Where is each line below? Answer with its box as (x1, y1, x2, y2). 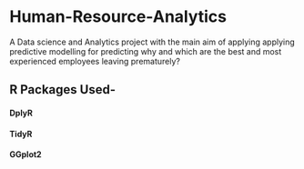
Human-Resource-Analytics (9, 6, 228, 27)
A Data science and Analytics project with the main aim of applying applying (9, 36, 296, 47)
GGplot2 (9, 149, 43, 160)
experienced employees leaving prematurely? (9, 55, 180, 66)
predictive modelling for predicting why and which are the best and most (9, 45, 282, 56)
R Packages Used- (9, 82, 117, 97)
